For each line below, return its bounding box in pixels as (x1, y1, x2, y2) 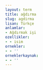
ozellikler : (5, 35, 30, 40)
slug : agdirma (5, 16, 35, 21)
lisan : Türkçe (5, 21, 35, 26)
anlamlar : (5, 26, 26, 31)
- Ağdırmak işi (5, 30, 37, 35)
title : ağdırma (5, 12, 37, 17)
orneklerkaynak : (5, 53, 39, 58)
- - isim (5, 39, 23, 44)
